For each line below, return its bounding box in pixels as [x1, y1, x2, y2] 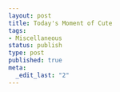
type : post [8, 49, 45, 57]
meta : [8, 64, 26, 72]
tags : [8, 26, 26, 34]
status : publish [8, 42, 62, 50]
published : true [8, 57, 62, 65]
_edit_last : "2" [15, 71, 70, 79]
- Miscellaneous [8, 34, 62, 42]
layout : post [8, 11, 52, 20]
